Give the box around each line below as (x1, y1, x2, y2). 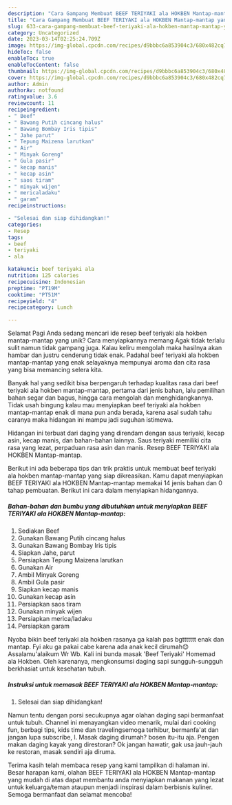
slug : (8, 23, 23, 30)
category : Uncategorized (8, 29, 79, 37)
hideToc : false (8, 49, 52, 56)
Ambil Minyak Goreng (17, 571, 80, 579)
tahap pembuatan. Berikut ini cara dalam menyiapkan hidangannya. (8, 487, 199, 495)
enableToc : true (8, 55, 54, 62)
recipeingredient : (8, 106, 61, 113)
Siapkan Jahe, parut (17, 549, 75, 557)
